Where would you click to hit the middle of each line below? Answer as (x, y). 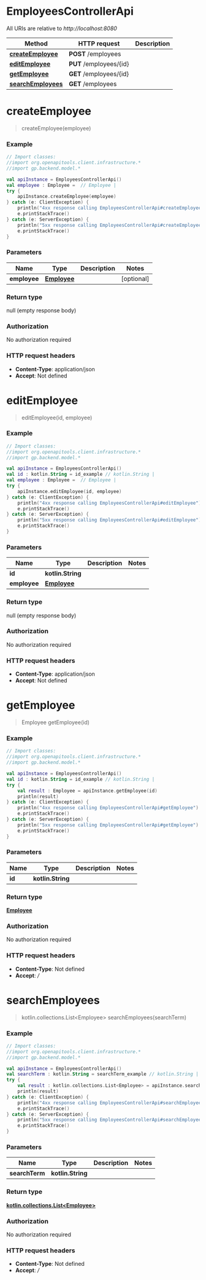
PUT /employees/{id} (99, 64)
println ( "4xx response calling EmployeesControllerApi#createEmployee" (111, 208)
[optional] (135, 279)
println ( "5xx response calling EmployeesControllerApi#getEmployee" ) (108, 825)
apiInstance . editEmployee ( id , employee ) (70, 491)
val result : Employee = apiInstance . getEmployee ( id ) (87, 791)
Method (36, 43)
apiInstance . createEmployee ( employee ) (67, 197)
